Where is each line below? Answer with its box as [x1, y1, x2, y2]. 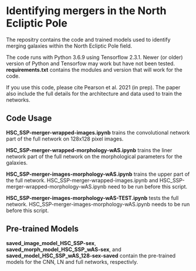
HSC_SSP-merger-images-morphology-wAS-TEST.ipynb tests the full [6, 194, 179, 201]
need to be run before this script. [107, 183, 188, 190]
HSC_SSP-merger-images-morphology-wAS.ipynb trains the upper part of [6, 170, 190, 178]
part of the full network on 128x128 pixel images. [6, 135, 124, 142]
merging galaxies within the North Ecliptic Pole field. [6, 42, 133, 49]
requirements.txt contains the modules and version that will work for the [6, 66, 183, 73]
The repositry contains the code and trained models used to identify [6, 36, 171, 43]
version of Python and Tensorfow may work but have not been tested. [6, 60, 175, 67]
